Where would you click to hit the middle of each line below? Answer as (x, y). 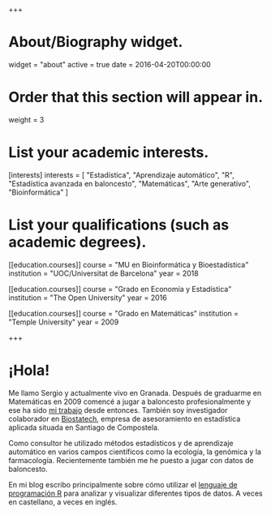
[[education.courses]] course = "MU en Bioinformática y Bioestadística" (129, 264)
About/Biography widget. (96, 42)
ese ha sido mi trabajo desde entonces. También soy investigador (118, 410)
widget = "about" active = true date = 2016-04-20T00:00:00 (110, 64)
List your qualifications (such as (119, 225)
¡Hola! (29, 370)
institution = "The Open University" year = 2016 (88, 298)
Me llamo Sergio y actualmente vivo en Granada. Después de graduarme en (135, 393)
